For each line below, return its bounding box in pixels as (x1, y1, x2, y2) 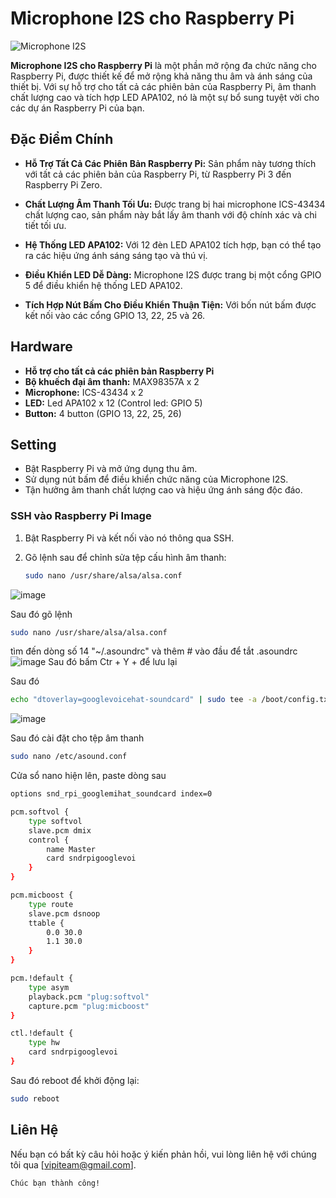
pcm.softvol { (10, 807, 70, 817)
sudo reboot (10, 1093, 60, 1104)
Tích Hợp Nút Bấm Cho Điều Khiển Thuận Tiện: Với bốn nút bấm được (24, 298, 317, 311)
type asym (28, 982, 70, 992)
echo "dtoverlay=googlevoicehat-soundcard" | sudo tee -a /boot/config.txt (10, 695, 333, 705)
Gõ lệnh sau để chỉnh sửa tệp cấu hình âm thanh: (24, 551, 227, 563)
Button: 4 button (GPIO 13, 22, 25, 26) (24, 407, 182, 419)
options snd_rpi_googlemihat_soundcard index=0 (10, 789, 213, 799)
